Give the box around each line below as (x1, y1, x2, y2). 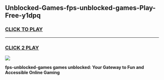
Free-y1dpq (5, 12, 41, 20)
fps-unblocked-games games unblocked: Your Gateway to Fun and (5, 64, 144, 70)
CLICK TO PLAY (5, 26, 43, 33)
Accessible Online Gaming (5, 69, 60, 75)
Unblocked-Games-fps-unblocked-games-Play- (5, 4, 156, 12)
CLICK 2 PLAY (5, 44, 39, 51)
